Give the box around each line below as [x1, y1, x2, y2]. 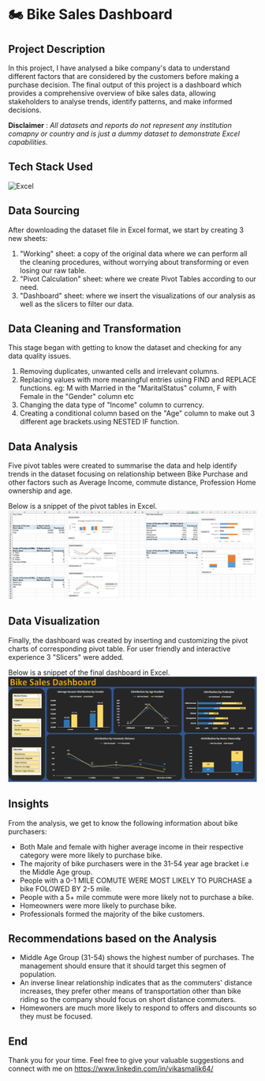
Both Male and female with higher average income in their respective [19, 842, 244, 851]
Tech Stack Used [8, 160, 93, 174]
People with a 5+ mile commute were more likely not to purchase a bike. [19, 892, 254, 902]
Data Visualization [8, 615, 100, 628]
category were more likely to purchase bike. [19, 850, 163, 860]
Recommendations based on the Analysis [8, 932, 217, 946]
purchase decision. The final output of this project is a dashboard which [8, 80, 242, 89]
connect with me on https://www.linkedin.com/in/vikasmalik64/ [8, 1064, 214, 1074]
